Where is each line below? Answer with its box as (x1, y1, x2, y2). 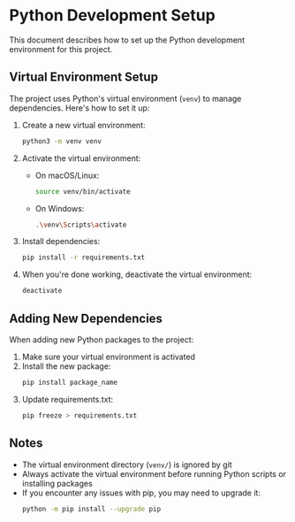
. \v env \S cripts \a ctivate (34, 220, 127, 229)
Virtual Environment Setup (9, 70, 159, 85)
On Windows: (34, 203, 85, 213)
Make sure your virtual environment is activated (21, 351, 196, 362)
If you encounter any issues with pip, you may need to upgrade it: (21, 487, 261, 498)
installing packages (21, 478, 93, 488)
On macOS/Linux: (34, 170, 100, 180)
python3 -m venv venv (21, 136, 102, 146)
